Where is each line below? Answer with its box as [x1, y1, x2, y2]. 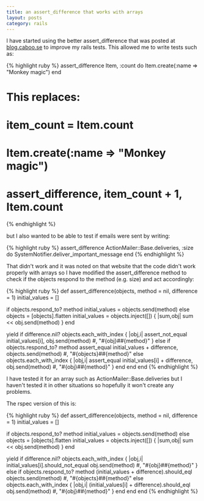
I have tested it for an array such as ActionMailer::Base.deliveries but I [6, 375, 183, 382]
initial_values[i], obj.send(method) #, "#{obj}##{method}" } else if [6, 337, 171, 344]
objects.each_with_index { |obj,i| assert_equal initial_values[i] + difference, [6, 356, 194, 364]
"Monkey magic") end [6, 69, 62, 76]
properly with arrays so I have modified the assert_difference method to [6, 269, 187, 276]
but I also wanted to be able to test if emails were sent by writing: [6, 232, 170, 239]
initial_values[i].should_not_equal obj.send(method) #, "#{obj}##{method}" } [6, 461, 198, 469]
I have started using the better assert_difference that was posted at [6, 37, 175, 45]
